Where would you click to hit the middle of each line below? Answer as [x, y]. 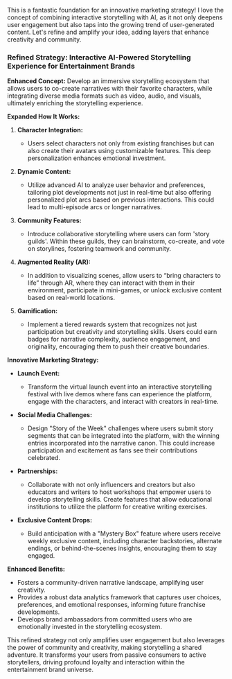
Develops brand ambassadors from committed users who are [105, 619]
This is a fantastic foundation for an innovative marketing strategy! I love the [115, 10]
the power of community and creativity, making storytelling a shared [105, 648]
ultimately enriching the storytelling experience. [75, 103]
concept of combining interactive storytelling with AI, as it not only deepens [115, 17]
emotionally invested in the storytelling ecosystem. [90, 627]
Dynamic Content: [44, 172]
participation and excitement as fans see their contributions [112, 450]
